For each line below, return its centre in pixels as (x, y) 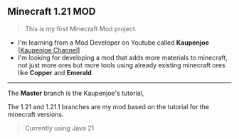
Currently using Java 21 (59, 128)
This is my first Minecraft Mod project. (81, 28)
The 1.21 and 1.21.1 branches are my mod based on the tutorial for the (108, 106)
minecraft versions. (36, 114)
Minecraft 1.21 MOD (52, 12)
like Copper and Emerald (55, 72)
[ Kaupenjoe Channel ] (49, 50)
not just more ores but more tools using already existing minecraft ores (121, 65)
